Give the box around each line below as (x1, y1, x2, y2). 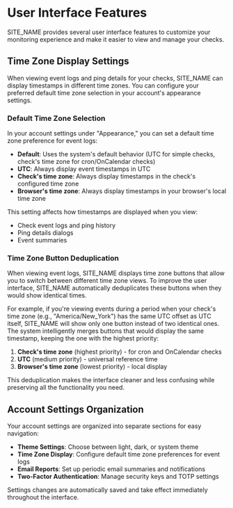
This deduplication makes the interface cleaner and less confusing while (7, 376, 215, 384)
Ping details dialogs (17, 229, 74, 237)
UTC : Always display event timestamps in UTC (17, 165, 151, 173)
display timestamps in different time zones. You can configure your (7, 81, 200, 90)
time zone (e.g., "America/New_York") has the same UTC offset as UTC (7, 312, 212, 320)
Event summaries (17, 236, 67, 245)
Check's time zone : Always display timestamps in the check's (17, 172, 196, 181)
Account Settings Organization (7, 403, 144, 415)
